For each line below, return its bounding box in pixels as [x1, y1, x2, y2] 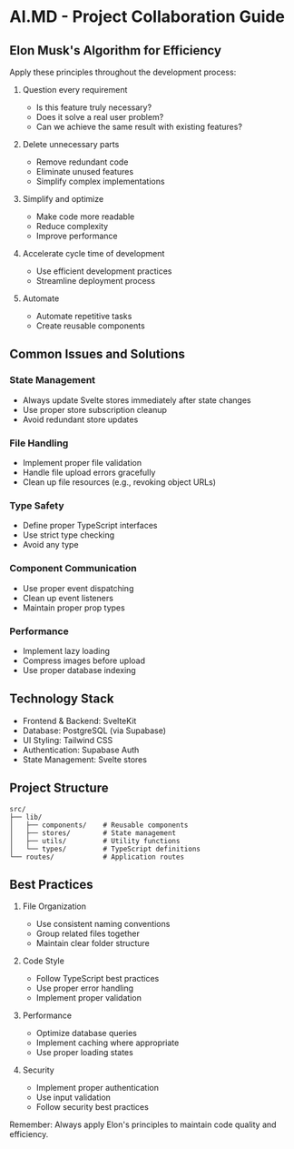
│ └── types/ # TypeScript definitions [9, 844, 201, 853]
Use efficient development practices [35, 266, 172, 277]
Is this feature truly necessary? [35, 102, 152, 113]
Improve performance [35, 230, 118, 241]
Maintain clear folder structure [35, 938, 150, 949]
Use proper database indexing [22, 664, 136, 675]
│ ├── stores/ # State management [9, 828, 177, 838]
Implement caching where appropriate [35, 1037, 180, 1048]
